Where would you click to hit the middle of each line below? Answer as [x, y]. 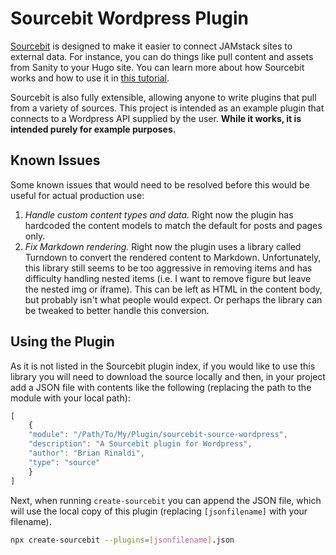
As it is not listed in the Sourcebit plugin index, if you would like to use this [163, 366]
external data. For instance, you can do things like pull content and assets [162, 56]
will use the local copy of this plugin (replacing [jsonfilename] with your [159, 511]
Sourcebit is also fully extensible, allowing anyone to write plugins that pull [163, 97]
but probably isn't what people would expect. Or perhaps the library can [173, 299]
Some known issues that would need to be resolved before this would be [160, 184]
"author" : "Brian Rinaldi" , [86, 453]
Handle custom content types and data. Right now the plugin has [159, 214]
